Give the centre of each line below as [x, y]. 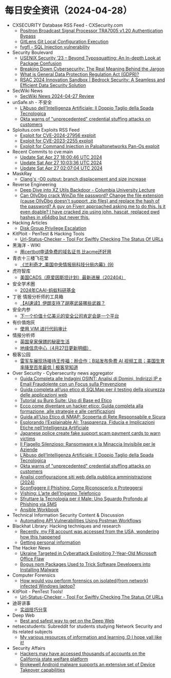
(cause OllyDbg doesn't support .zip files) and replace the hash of [90, 200]
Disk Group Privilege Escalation [53, 228]
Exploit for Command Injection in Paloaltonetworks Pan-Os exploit [90, 146]
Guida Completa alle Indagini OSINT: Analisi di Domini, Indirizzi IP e [91, 378]
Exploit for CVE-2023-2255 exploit [56, 141]
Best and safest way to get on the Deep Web [67, 620]
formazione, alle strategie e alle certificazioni [68, 411]
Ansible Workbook [40, 509]
